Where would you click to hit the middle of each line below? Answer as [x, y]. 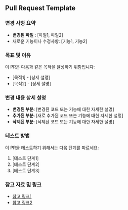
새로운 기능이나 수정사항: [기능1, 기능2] [50, 41]
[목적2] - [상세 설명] [32, 83]
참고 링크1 [22, 196]
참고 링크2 [22, 202]
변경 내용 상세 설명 [26, 98]
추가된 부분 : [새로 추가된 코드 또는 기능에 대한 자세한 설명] [68, 115]
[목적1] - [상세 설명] [31, 77]
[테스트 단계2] [26, 164]
